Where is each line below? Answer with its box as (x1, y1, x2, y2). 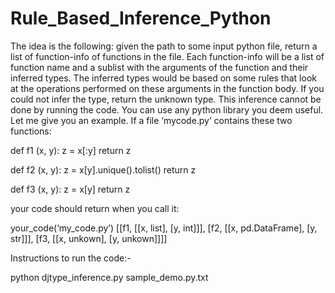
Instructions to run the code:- (10, 252, 132, 264)
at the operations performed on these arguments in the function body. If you (10, 82, 325, 94)
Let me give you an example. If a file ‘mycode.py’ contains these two (10, 114, 293, 126)
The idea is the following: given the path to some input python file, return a (10, 40, 318, 52)
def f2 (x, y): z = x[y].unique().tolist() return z (10, 163, 197, 176)
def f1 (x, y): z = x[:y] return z (10, 144, 132, 156)
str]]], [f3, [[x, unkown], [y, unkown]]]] (10, 232, 168, 244)
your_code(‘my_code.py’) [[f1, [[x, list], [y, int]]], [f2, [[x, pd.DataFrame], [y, (10, 222, 318, 234)
